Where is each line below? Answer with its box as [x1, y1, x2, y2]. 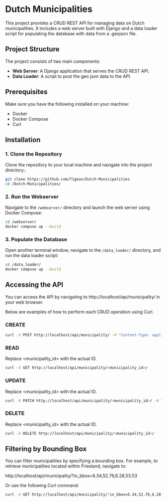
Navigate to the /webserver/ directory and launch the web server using [5, 204, 150, 210]
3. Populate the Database [5, 236, 68, 243]
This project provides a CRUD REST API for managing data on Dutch [5, 20, 145, 26]
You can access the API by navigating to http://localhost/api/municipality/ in [5, 294, 160, 300]
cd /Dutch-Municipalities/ [5, 181, 61, 186]
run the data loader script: [5, 253, 59, 259]
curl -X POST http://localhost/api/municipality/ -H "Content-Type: [5, 333, 150, 337]
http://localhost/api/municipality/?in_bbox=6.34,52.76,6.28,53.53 [5, 473, 138, 479]
